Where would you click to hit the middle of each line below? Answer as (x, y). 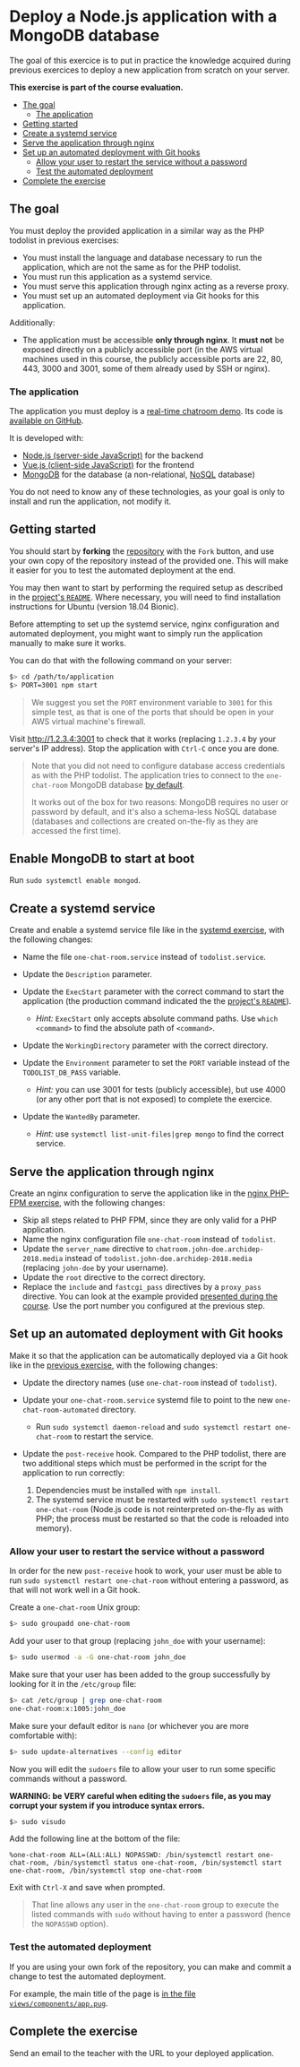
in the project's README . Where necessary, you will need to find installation (145, 597)
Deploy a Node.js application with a (143, 17)
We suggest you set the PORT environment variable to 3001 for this (152, 702)
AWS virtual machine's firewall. (88, 721)
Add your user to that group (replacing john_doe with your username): (137, 1641)
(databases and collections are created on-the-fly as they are (145, 821)
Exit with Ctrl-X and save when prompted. (87, 1888)
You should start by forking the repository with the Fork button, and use (142, 551)
